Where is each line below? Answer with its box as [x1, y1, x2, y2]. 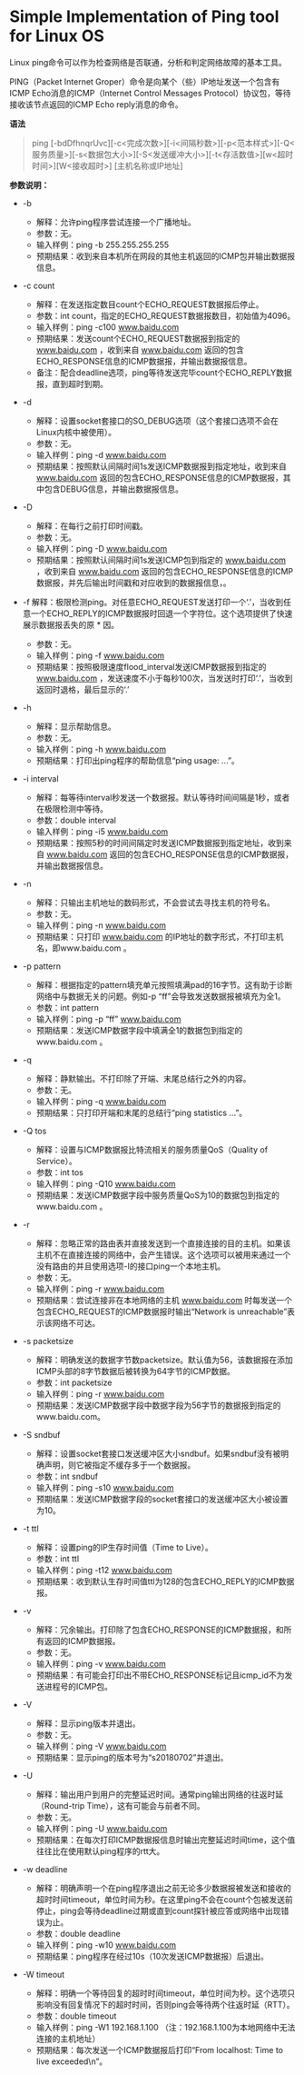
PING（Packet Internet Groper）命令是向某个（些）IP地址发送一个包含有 [9, 75, 280, 87]
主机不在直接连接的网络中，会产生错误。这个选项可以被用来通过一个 [35, 1249, 291, 1260]
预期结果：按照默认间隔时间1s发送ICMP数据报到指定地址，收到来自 [35, 461, 288, 472]
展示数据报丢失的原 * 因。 [22, 619, 120, 630]
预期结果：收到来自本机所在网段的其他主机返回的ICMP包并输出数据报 [35, 250, 296, 261]
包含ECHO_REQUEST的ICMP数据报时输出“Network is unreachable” [35, 1306, 288, 1317]
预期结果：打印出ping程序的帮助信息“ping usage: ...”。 [35, 754, 240, 765]
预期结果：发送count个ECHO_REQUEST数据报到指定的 [35, 333, 240, 344]
